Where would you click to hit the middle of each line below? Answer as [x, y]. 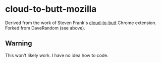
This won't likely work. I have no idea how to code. [57, 55]
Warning [19, 44]
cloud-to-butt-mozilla [51, 9]
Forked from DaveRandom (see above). [45, 28]
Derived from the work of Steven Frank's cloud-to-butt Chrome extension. [81, 23]
